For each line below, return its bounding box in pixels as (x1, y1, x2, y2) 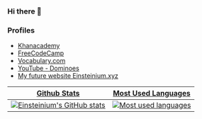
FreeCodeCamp (17, 49, 64, 57)
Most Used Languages (113, 89, 191, 98)
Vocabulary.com (17, 57, 66, 65)
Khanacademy (17, 42, 60, 50)
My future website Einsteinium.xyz (17, 72, 118, 80)
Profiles (7, 25, 35, 35)
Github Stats (36, 89, 80, 98)
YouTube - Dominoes (17, 64, 79, 73)
